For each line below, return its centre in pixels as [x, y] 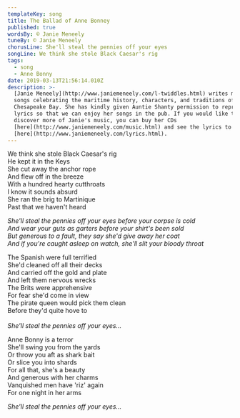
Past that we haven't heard [47, 207]
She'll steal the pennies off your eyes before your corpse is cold [101, 221]
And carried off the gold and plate [57, 273]
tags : [15, 61]
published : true [31, 27]
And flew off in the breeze [46, 176]
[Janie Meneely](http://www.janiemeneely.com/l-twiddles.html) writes [121, 94]
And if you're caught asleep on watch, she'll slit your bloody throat [106, 244]
